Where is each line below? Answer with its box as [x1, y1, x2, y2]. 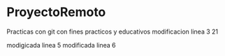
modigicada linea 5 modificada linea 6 [6, 41, 116, 49]
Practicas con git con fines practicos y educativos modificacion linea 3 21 [6, 27, 219, 36]
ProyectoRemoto [6, 4, 106, 20]
